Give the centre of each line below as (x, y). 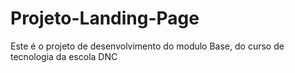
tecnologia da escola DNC (64, 56)
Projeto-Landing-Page (105, 18)
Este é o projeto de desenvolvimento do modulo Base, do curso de (147, 46)
